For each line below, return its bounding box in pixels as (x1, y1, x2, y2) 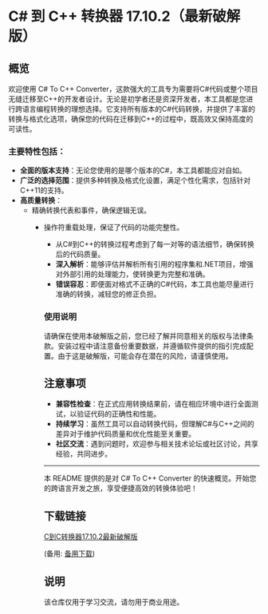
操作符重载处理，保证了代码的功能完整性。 (43, 223, 184, 232)
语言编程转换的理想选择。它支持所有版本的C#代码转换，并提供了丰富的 (22, 105, 256, 113)
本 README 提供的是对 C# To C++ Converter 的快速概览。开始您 (43, 473, 257, 483)
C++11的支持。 (19, 185, 69, 196)
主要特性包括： (8, 145, 66, 156)
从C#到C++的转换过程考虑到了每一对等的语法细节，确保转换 (55, 240, 255, 249)
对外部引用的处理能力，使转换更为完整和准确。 (55, 269, 210, 279)
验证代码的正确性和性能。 (77, 409, 161, 419)
